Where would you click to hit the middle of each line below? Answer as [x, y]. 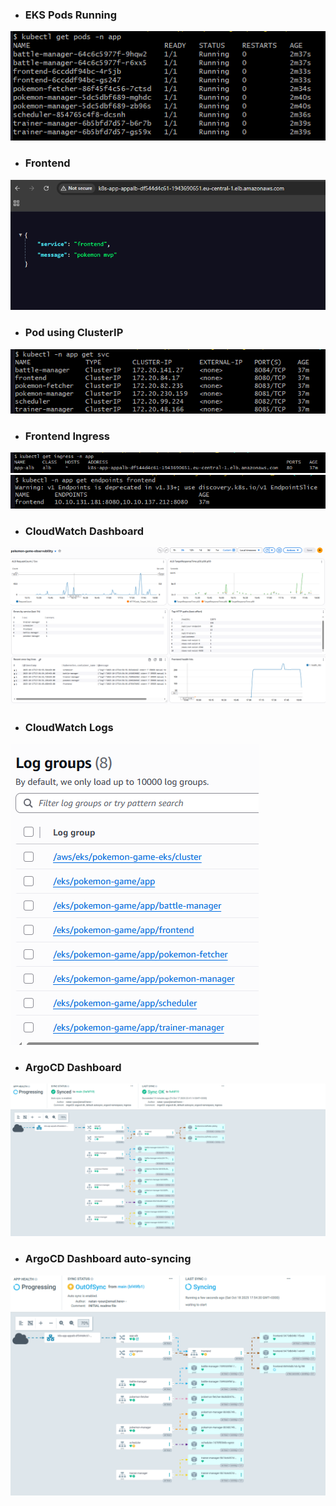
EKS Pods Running [71, 15]
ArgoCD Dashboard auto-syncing [108, 1259]
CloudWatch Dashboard [84, 531]
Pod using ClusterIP [74, 333]
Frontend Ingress [67, 436]
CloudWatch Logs [69, 728]
